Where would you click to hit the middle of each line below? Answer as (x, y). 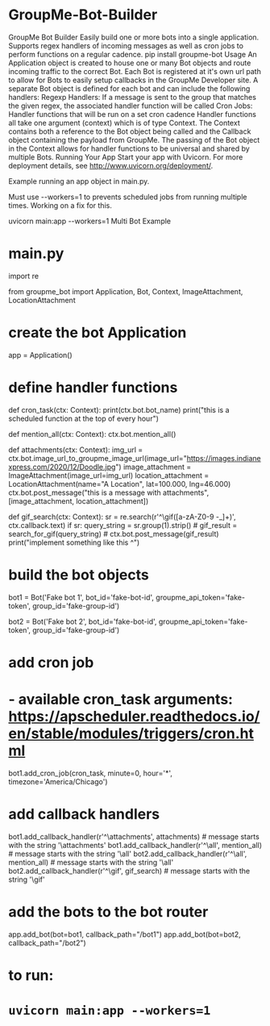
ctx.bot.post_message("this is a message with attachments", (109, 492)
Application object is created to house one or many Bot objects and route (130, 63)
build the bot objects (79, 575)
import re (23, 276)
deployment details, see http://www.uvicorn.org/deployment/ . (111, 165)
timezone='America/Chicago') (58, 781)
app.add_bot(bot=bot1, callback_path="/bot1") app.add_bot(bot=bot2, (125, 934)
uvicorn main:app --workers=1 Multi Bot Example (90, 221)
